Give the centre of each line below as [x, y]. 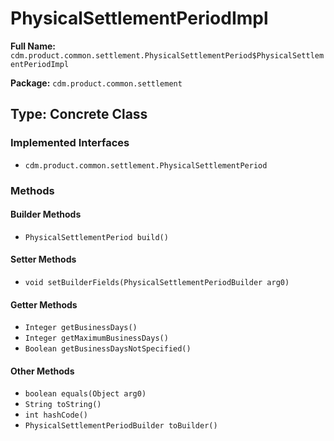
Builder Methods [46, 214]
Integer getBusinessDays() [81, 328]
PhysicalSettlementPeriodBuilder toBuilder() [121, 426]
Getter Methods [44, 304]
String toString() [63, 405]
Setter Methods [43, 259]
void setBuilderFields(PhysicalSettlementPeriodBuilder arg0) [157, 282]
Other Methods [42, 371]
